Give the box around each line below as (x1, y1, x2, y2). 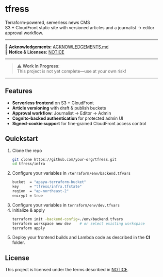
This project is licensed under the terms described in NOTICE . (5, 267, 129, 273)
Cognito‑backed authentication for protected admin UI (12, 115, 124, 121)
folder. (12, 240, 25, 245)
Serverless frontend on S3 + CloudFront (12, 100, 94, 106)
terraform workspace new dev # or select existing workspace (12, 221, 145, 226)
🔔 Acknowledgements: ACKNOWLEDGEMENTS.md (5, 44, 109, 50)
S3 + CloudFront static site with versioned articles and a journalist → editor (5, 24, 155, 30)
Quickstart (5, 135, 38, 143)
